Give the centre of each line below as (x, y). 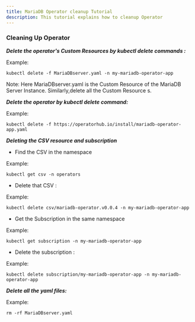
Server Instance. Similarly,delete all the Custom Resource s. (79, 90)
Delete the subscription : (45, 252)
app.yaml (17, 129)
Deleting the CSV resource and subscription (62, 141)
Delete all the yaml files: (36, 291)
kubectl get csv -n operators (44, 174)
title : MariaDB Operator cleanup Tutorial (59, 12)
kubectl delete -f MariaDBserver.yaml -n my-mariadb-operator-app (90, 73)
